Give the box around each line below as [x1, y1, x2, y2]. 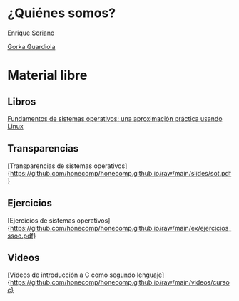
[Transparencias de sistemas [7, 162, 93, 170]
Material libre [7, 68, 88, 83]
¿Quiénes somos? [7, 5, 116, 21]
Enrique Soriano [7, 28, 55, 37]
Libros [7, 95, 36, 107]
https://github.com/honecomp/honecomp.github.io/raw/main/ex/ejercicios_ [9, 223, 232, 232]
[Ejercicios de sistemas [7, 216, 76, 225]
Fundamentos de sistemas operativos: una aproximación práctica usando [7, 114, 223, 122]
